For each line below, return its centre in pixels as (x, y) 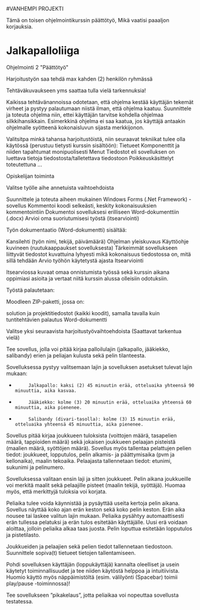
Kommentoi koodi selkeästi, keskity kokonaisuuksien (92, 205)
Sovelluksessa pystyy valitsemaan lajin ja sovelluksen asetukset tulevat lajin (99, 367)
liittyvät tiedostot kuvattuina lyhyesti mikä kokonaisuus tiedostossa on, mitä (99, 254)
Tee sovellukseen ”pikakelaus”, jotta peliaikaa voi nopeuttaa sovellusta (93, 595)
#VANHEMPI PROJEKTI (35, 9)
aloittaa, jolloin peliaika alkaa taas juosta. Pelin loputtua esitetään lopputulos (99, 528)
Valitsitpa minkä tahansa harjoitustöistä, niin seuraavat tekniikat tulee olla (96, 139)
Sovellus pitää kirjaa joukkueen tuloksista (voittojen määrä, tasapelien (92, 435)
